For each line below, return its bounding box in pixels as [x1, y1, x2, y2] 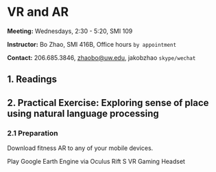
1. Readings [7, 74, 57, 85]
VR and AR [7, 4, 69, 20]
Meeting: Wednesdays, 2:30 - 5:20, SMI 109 [7, 27, 133, 35]
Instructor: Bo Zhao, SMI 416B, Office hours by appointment [7, 40, 177, 48]
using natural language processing [7, 107, 159, 119]
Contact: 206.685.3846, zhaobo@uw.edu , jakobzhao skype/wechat [7, 53, 196, 62]
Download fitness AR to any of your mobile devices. [7, 144, 154, 152]
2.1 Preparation [7, 128, 58, 138]
